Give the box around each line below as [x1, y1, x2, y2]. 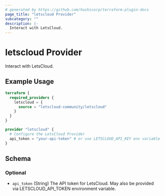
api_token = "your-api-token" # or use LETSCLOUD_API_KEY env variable [9, 136, 161, 141]
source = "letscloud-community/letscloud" [18, 104, 107, 109]
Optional [5, 169, 26, 176]
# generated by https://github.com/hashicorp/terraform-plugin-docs [5, 7, 149, 12]
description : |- [5, 21, 39, 26]
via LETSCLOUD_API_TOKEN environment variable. [12, 186, 116, 192]
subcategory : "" [5, 16, 39, 21]
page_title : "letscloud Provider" [5, 12, 77, 17]
